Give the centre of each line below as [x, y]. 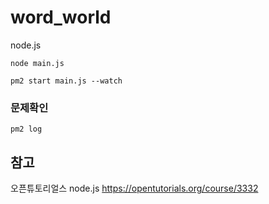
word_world [61, 17]
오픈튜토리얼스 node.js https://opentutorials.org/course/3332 [134, 188]
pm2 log [26, 129]
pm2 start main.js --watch [66, 81]
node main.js [37, 63]
